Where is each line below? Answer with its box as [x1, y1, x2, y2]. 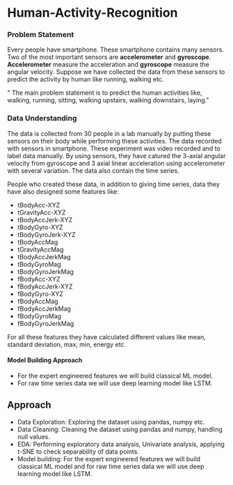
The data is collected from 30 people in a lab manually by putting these [7, 129, 211, 137]
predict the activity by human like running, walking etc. [7, 75, 164, 84]
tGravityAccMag [17, 245, 64, 254]
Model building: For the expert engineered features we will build [17, 454, 200, 463]
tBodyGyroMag [17, 260, 61, 268]
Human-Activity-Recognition [7, 5, 178, 21]
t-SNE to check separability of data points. [17, 447, 139, 456]
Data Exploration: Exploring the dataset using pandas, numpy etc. [17, 417, 205, 426]
